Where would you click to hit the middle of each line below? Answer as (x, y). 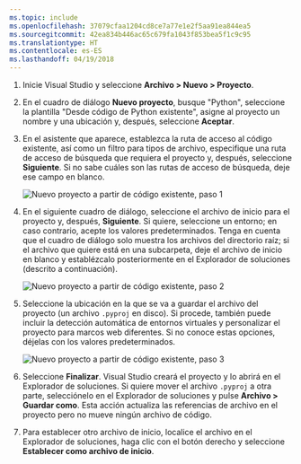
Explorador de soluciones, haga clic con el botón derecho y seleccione (154, 442)
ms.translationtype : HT (54, 43)
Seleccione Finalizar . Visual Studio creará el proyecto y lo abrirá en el (151, 376)
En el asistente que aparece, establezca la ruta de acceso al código (147, 139)
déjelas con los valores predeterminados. (99, 341)
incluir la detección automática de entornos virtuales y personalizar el (151, 323)
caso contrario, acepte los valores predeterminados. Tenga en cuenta (151, 231)
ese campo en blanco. (63, 177)
